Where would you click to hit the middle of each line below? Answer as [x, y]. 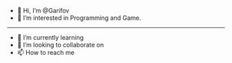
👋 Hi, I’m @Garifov [43, 11]
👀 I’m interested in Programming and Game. [79, 18]
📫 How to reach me [46, 52]
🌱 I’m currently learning [50, 37]
